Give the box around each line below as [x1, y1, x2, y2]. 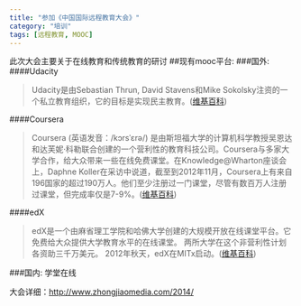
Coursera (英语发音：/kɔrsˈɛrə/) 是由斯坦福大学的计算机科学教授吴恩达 [31, 133, 293, 144]
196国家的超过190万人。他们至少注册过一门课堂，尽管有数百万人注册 [31, 178, 287, 189]
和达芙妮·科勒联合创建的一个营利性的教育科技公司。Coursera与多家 [31, 144, 282, 154]
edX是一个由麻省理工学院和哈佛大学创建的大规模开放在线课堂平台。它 [31, 226, 292, 236]
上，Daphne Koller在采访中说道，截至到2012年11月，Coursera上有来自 [31, 166, 293, 177]
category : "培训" [9, 22, 72, 31]
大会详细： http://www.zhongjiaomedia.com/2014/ [9, 286, 194, 298]
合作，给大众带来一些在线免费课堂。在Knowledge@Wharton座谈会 [39, 155, 287, 166]
